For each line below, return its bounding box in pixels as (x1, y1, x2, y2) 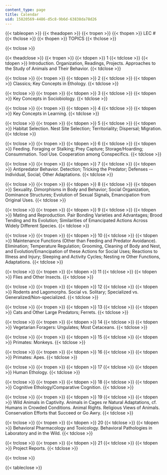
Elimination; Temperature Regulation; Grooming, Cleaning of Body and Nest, (5, 243, 161, 249)
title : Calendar (5, 12, 39, 17)
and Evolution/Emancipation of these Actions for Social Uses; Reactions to (5, 248, 158, 254)
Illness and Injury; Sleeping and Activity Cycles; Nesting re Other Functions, (5, 253, 161, 260)
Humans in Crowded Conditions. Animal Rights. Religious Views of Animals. (5, 404, 160, 410)
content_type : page (5, 7, 46, 12)
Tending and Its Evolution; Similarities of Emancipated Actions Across (5, 217, 148, 223)
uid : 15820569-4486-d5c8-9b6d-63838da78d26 (5, 16, 97, 21)
